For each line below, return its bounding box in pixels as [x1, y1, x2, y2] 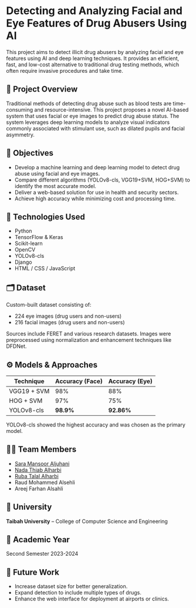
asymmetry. [6, 131, 35, 138]
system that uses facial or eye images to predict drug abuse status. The [6, 112, 180, 119]
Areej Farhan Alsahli [14, 485, 63, 492]
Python [14, 227, 32, 234]
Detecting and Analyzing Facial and [6, 4, 183, 18]
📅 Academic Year [6, 535, 70, 545]
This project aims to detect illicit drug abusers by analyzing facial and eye [6, 48, 184, 55]
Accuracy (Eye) [108, 377, 153, 385]
